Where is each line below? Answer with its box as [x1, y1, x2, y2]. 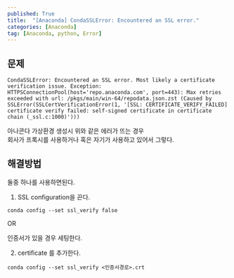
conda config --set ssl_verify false [7, 206, 118, 214]
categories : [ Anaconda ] [7, 23, 77, 30]
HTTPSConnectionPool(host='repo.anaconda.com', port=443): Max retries [7, 89, 221, 96]
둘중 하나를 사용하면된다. [7, 178, 75, 186]
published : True [7, 10, 55, 18]
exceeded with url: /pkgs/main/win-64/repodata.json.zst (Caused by [7, 95, 212, 102]
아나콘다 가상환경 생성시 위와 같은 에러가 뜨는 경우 [7, 127, 144, 135]
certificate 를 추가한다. [17, 249, 81, 257]
